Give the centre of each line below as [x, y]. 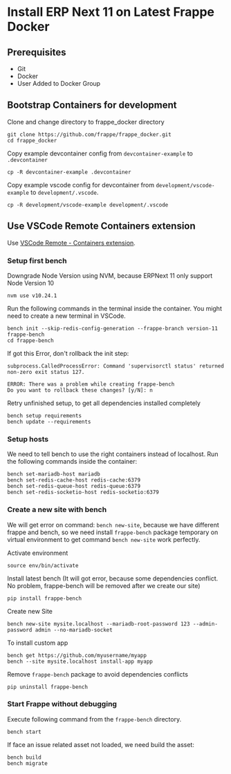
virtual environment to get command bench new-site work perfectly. [104, 539]
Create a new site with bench [57, 510]
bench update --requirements [49, 422]
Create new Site [30, 611]
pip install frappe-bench [44, 598]
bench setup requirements [44, 415]
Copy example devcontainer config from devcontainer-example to [100, 153]
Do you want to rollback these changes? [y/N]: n [80, 390]
